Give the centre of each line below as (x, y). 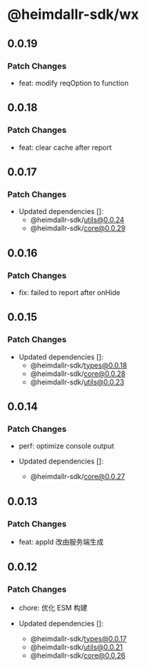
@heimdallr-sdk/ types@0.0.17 (78, 638)
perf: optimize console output (66, 446)
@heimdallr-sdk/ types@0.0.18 (79, 365)
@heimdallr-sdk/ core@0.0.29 (78, 228)
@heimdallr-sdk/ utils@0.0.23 (77, 382)
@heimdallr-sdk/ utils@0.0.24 (77, 220)
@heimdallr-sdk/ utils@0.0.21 (76, 647)
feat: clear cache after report (65, 147)
